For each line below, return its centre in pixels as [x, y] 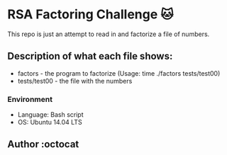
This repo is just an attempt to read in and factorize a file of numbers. [109, 34]
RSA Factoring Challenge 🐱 [90, 15]
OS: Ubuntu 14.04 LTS [50, 122]
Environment [30, 99]
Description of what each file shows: [90, 56]
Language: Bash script [50, 115]
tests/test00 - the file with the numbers [75, 81]
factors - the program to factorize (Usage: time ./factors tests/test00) [119, 73]
